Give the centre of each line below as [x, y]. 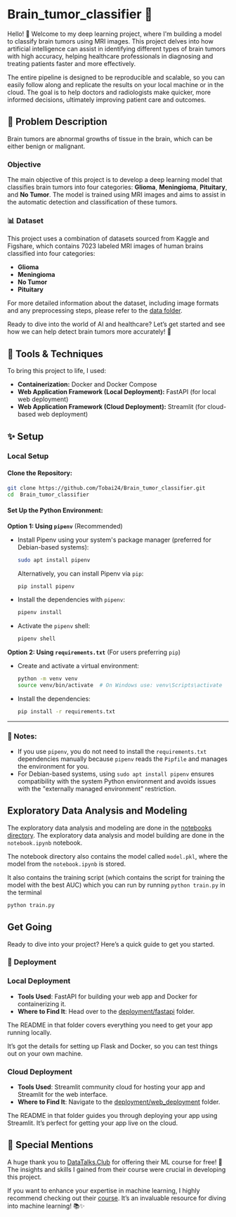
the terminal [25, 892]
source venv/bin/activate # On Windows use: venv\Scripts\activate [120, 685]
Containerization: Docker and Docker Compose [87, 384]
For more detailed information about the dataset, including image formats [113, 303]
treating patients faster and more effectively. [71, 63]
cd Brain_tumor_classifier [48, 495]
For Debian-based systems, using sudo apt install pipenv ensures [116, 774]
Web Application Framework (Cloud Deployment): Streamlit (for [111, 407]
